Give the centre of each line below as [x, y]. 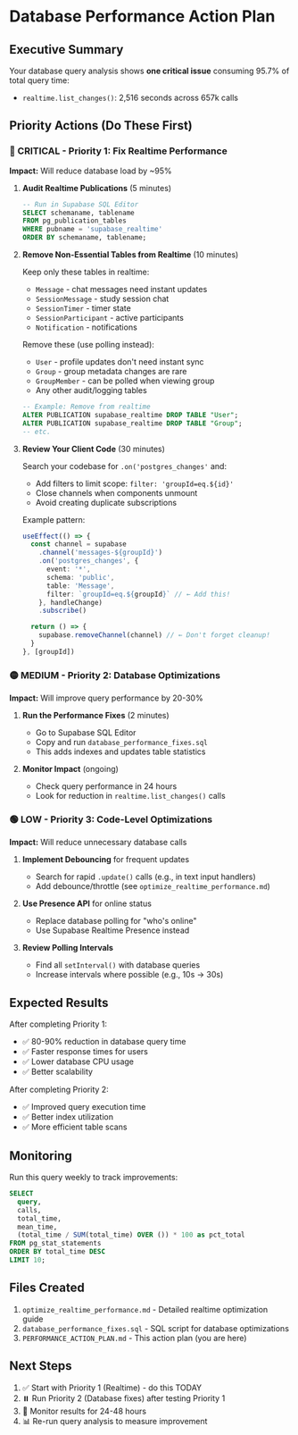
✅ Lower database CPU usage [78, 1062]
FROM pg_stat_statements [55, 1244]
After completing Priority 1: [58, 1024]
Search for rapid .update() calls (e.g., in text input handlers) [145, 877]
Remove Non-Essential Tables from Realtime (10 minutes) [130, 255]
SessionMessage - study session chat [102, 299]
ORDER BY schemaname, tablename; [84, 238]
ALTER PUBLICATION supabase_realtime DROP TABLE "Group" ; [132, 423]
